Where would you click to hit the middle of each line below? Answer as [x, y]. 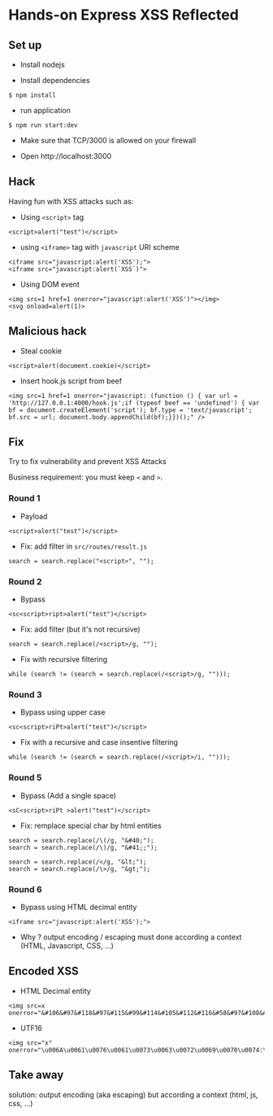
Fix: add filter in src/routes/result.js [84, 546]
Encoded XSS [43, 972]
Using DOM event [50, 284]
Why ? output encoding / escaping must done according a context [131, 937]
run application [45, 110]
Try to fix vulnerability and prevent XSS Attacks [87, 462]
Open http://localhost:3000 [66, 156]
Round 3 [25, 694]
